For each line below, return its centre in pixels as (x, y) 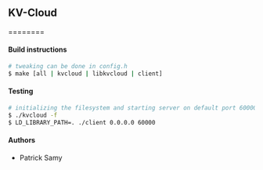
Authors (22, 140)
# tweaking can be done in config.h (68, 67)
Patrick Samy (41, 157)
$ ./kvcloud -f (33, 115)
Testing (21, 91)
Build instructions (38, 49)
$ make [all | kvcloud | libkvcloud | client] (85, 74)
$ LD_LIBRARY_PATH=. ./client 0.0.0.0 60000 (82, 122)
